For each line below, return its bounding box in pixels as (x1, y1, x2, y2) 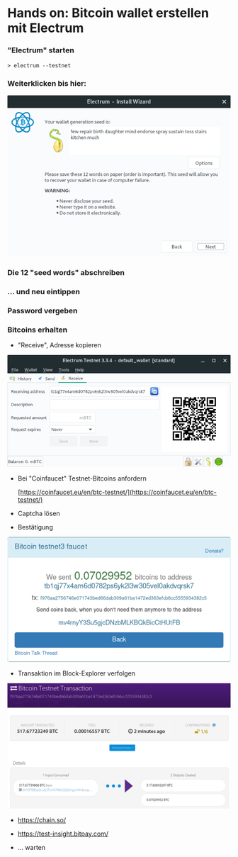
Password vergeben (7, 306, 78, 316)
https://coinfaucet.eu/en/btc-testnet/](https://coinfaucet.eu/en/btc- (20, 488, 217, 496)
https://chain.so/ (17, 815, 66, 824)
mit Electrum (7, 20, 84, 36)
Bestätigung (17, 522, 53, 531)
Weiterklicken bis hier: (7, 79, 87, 89)
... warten (17, 843, 46, 851)
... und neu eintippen (7, 287, 80, 297)
